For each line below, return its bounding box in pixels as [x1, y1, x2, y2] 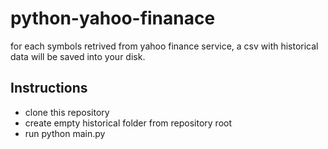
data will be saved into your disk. [10, 50, 146, 62]
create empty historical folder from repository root [24, 117, 233, 129]
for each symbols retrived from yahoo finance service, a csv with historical [10, 40, 319, 52]
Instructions [10, 80, 88, 97]
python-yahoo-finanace [10, 7, 216, 30]
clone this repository [24, 106, 110, 118]
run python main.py [24, 127, 106, 139]
